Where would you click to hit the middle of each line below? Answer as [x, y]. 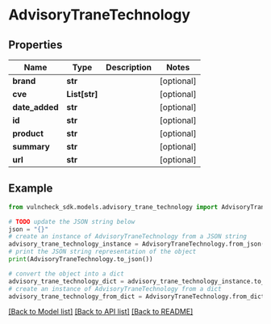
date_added [35, 107]
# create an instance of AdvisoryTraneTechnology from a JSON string [128, 237]
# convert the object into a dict [67, 274]
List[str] [82, 94]
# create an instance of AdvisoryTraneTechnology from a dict [115, 288]
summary [31, 147]
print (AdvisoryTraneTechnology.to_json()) [81, 259]
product [28, 133]
